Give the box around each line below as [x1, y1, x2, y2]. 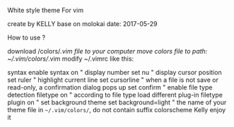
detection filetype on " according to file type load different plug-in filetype [7, 91, 223, 99]
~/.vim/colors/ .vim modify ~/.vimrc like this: [7, 54, 134, 63]
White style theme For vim [7, 6, 83, 14]
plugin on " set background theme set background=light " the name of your [7, 98, 227, 107]
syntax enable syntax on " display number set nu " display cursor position [7, 68, 222, 76]
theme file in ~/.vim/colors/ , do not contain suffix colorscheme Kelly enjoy [7, 106, 226, 114]
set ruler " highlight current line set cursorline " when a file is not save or [7, 75, 219, 84]
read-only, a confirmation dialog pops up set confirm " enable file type [7, 83, 213, 91]
